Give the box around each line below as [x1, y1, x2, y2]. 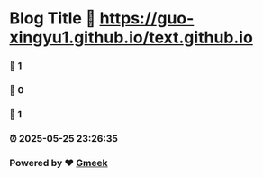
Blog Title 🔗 [9, 8, 96, 29]
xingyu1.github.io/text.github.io [9, 27, 254, 48]
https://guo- [99, 8, 195, 29]
